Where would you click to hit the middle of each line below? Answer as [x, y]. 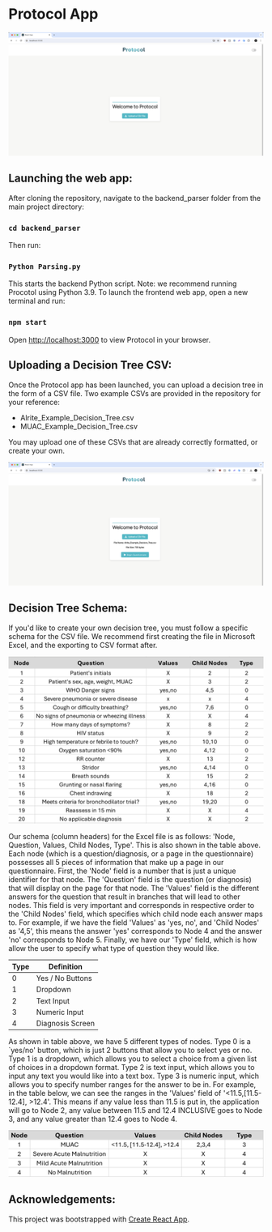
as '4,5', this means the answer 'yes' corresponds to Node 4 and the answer [136, 931]
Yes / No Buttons [64, 978]
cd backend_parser [45, 228]
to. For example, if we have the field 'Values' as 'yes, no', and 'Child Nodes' [134, 923]
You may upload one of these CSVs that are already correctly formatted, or [133, 441]
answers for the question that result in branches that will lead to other [124, 897]
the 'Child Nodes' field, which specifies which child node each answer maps [136, 914]
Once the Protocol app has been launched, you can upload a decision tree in [136, 385]
